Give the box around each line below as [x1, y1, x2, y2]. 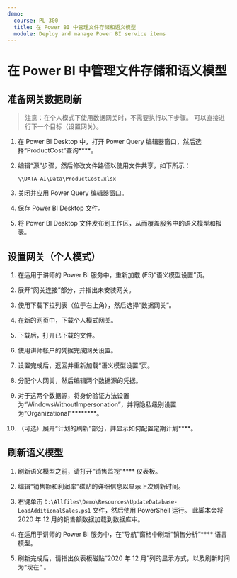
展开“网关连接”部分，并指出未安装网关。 [17, 286, 136, 294]
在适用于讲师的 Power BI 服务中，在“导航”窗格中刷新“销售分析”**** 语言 [17, 530, 228, 538]
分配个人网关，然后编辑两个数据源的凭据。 [17, 377, 142, 385]
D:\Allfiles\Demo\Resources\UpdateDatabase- [44, 498, 178, 506]
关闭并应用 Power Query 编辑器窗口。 [17, 189, 128, 197]
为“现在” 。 [17, 562, 51, 571]
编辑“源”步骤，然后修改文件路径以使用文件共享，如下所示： [17, 161, 191, 170]
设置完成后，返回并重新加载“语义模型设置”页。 [17, 361, 154, 369]
